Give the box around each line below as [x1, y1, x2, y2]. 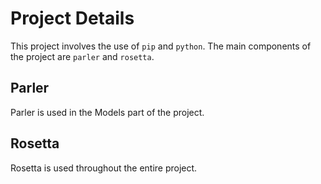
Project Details [10, 7, 135, 30]
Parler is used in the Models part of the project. [10, 106, 205, 118]
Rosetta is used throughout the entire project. [10, 162, 198, 174]
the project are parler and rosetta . [10, 50, 155, 62]
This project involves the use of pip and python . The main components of [10, 40, 312, 52]
